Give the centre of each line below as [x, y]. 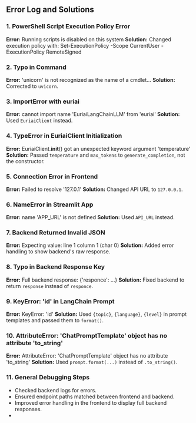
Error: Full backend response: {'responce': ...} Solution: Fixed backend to [95, 280]
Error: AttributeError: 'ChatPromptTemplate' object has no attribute [87, 356]
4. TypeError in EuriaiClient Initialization [64, 136]
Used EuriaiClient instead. [39, 121]
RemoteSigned [64, 52]
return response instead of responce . [49, 286]
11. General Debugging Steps [48, 378]
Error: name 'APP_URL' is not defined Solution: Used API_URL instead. [90, 217]
